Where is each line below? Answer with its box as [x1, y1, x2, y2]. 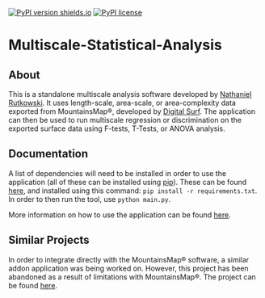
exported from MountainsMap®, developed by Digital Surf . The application [8, 107, 256, 116]
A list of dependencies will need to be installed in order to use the [8, 168, 227, 178]
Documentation [8, 147, 89, 161]
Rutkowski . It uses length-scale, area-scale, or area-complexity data [8, 98, 237, 107]
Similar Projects [8, 233, 90, 247]
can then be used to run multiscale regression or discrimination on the [8, 115, 242, 124]
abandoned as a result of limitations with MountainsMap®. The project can [8, 271, 256, 282]
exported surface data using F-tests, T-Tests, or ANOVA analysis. [8, 124, 225, 133]
